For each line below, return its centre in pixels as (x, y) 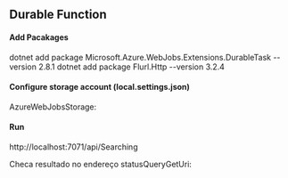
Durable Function (58, 15)
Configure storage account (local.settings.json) (99, 87)
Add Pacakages (39, 37)
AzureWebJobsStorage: (53, 107)
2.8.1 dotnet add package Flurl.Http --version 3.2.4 (132, 67)
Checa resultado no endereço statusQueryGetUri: (100, 164)
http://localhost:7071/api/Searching (74, 147)
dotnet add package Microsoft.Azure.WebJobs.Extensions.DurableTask (140, 57)
